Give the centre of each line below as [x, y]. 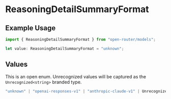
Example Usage [31, 28]
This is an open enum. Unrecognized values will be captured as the [76, 76]
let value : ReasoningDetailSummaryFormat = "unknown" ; [65, 48]
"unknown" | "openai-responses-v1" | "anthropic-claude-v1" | [73, 91]
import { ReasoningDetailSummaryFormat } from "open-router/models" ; [81, 39]
